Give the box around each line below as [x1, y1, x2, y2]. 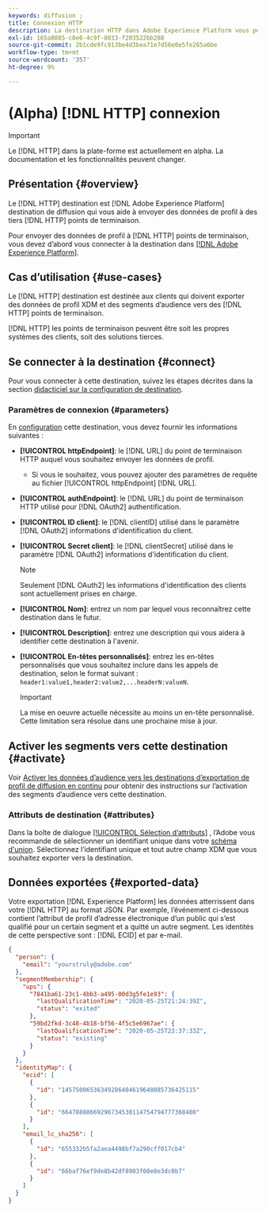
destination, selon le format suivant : [19, 669, 139, 678]
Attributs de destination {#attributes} [8, 810, 155, 821]
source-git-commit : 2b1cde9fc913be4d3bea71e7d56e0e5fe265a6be [8, 41, 218, 49]
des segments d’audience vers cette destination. [8, 790, 167, 800]
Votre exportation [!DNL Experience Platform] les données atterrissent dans [8, 897, 255, 907]
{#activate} [8, 751, 66, 765]
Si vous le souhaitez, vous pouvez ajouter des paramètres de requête [31, 470, 258, 480]
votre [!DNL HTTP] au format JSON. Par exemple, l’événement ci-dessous [8, 905, 249, 915]
